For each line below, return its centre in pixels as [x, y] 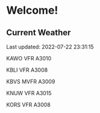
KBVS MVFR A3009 [31, 82]
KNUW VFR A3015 [29, 93]
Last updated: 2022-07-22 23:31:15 [50, 47]
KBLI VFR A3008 [27, 70]
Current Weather [39, 33]
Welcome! [32, 10]
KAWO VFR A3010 [29, 58]
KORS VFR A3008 [29, 105]
